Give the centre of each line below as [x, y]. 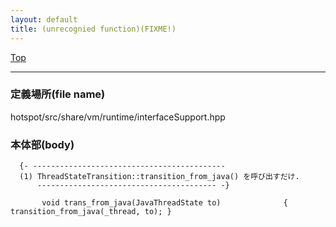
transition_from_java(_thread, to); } [91, 212]
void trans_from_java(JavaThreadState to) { [164, 203]
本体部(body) [42, 144]
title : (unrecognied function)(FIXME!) [93, 29]
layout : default [44, 19]
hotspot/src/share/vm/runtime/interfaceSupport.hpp [118, 117]
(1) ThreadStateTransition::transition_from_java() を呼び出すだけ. [159, 177]
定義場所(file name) [58, 94]
